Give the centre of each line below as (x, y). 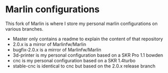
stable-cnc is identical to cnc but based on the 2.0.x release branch (84, 66)
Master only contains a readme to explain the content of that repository (88, 39)
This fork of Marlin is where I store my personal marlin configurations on (81, 23)
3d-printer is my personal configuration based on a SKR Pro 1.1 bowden (88, 55)
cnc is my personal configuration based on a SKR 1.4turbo (74, 60)
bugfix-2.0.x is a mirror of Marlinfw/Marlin (57, 50)
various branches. (24, 29)
